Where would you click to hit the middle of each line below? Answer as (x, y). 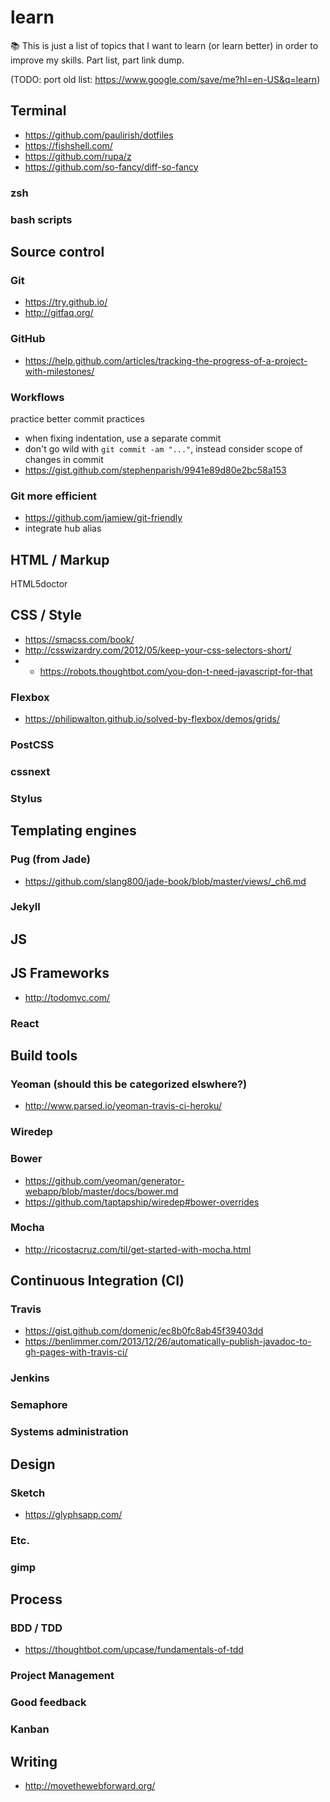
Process (36, 1599)
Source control (57, 251)
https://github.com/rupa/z (78, 156)
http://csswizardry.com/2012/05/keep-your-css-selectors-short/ (158, 650)
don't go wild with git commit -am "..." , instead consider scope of (163, 448)
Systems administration (69, 1432)
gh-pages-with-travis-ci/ (76, 1352)
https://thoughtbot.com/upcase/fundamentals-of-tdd (134, 1650)
